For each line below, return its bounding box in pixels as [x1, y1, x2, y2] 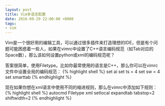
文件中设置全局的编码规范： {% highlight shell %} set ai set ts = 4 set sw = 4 [5, 69, 160, 74]
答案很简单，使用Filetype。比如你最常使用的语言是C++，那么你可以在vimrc [5, 63, 158, 69]
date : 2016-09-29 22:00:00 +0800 [5, 16, 74, 21]
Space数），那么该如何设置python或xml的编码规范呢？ [5, 52, 115, 58]
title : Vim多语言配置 [5, 12, 46, 17]
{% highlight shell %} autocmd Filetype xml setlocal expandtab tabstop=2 [5, 90, 155, 96]
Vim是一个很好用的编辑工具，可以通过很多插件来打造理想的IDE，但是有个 [5, 40, 154, 46]
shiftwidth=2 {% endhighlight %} [5, 95, 72, 101]
